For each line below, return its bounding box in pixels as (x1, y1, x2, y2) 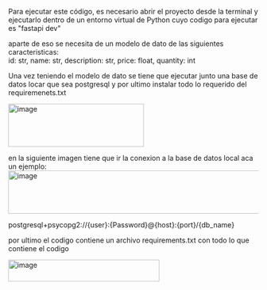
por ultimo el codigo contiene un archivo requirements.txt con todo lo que (8, 235, 250, 245)
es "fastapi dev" (8, 24, 61, 32)
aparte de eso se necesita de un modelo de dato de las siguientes (8, 39, 224, 48)
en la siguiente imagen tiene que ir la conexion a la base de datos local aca (8, 154, 253, 162)
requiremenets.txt (8, 88, 67, 97)
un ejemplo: (8, 162, 47, 171)
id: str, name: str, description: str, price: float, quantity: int (8, 55, 196, 65)
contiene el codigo (8, 244, 69, 253)
